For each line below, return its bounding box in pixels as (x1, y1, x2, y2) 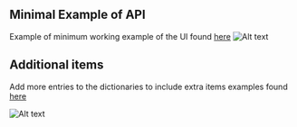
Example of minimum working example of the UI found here (9, 31, 231, 41)
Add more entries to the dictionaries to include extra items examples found (9, 81, 288, 92)
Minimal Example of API (9, 7, 147, 23)
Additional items (9, 58, 104, 73)
